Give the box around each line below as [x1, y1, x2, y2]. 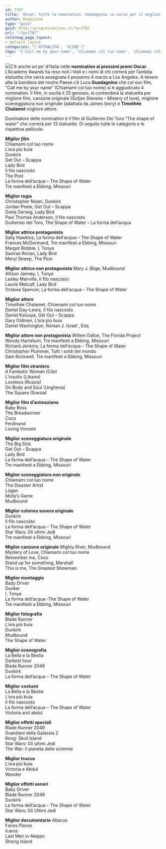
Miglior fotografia [5, 611, 42, 617]
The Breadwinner [5, 410, 41, 416]
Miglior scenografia [5, 647, 47, 653]
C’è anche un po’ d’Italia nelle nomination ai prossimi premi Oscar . [10, 63, 148, 69]
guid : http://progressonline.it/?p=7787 [5, 26, 90, 31]
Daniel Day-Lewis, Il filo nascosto [5, 307, 74, 313]
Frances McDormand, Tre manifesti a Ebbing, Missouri [5, 240, 117, 246]
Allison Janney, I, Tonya [5, 270, 54, 277]
